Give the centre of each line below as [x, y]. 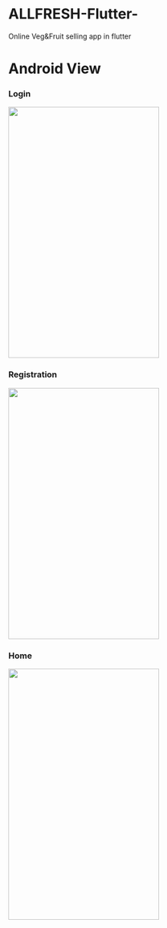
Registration [33, 374]
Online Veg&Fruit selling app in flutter [70, 36]
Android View [55, 69]
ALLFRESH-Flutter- [73, 14]
